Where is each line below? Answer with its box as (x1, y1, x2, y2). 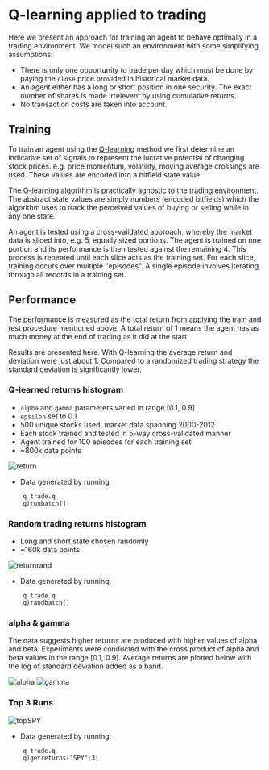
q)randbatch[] (23, 599, 70, 607)
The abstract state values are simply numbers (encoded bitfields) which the (8, 194, 259, 203)
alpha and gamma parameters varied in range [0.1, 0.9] (19, 402, 196, 412)
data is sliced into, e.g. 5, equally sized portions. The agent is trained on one (8, 235, 262, 245)
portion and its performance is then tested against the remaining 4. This (8, 243, 246, 253)
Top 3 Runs (8, 697, 54, 709)
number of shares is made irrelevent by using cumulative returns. (19, 90, 237, 100)
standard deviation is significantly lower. (8, 364, 143, 374)
